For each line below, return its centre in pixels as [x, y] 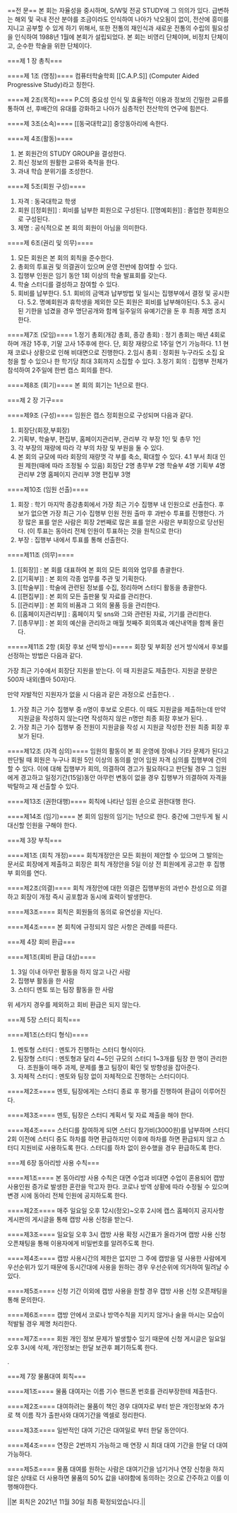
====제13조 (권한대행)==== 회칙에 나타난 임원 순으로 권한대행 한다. [102, 801]
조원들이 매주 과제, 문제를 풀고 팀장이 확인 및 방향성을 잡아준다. [113, 1067]
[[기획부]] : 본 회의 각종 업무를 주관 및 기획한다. [82, 579]
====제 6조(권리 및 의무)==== [50, 243]
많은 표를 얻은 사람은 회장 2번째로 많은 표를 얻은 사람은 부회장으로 [115, 522]
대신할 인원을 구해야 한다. [42, 825]
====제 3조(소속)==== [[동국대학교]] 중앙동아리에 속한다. [88, 123]
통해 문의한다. [26, 1300]
